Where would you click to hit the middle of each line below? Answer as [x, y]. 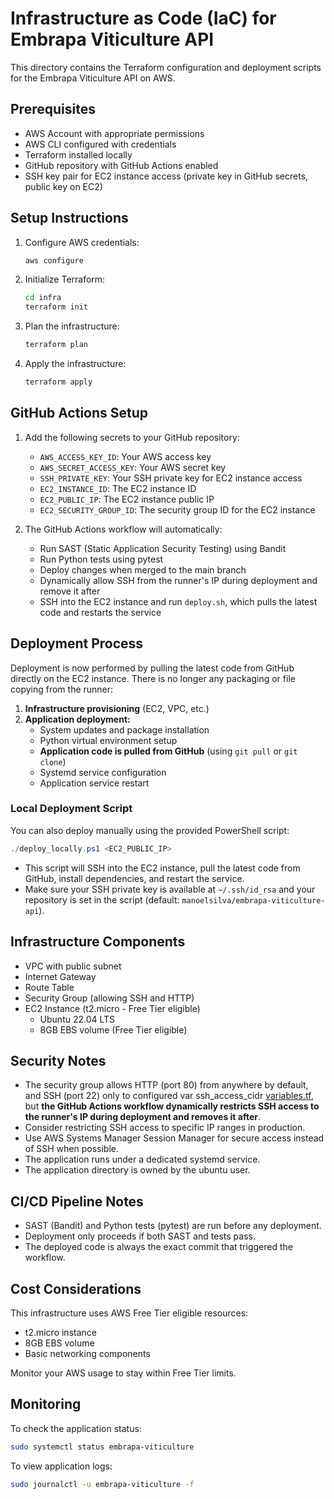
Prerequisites [53, 109]
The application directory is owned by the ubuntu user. [137, 1170]
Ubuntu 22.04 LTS [77, 1019]
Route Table [49, 987]
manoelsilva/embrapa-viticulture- [253, 900]
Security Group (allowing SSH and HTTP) [109, 998]
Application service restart [94, 783]
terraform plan [56, 345]
